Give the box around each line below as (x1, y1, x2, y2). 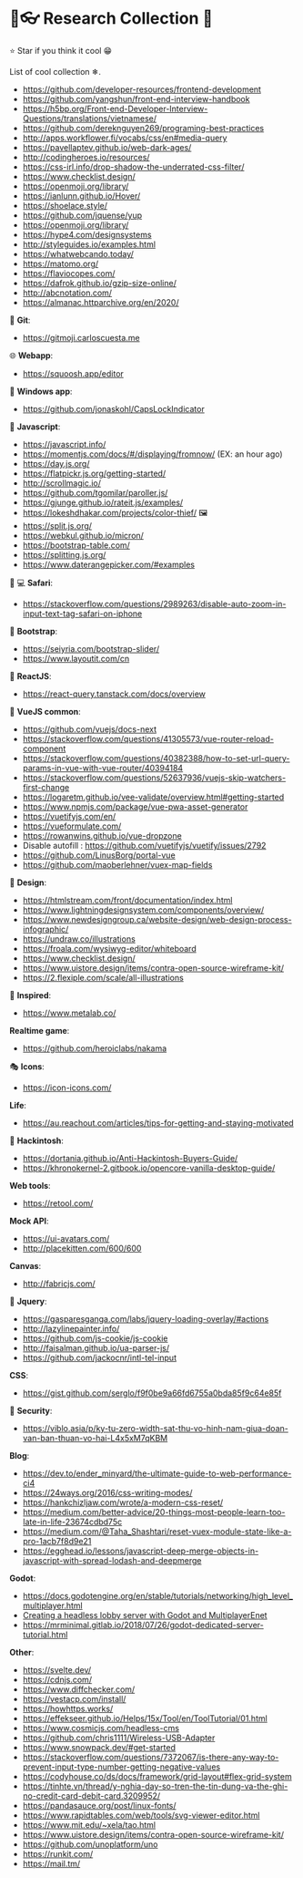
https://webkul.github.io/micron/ (22, 530, 144, 541)
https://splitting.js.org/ (22, 549, 106, 560)
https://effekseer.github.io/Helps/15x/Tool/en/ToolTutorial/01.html (22, 1712, 268, 1724)
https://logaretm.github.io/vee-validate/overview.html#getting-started (22, 791, 285, 802)
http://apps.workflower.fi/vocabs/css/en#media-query (22, 132, 227, 143)
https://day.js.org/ (22, 458, 90, 469)
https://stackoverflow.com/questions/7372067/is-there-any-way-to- (22, 1751, 279, 1762)
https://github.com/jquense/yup (22, 210, 143, 221)
